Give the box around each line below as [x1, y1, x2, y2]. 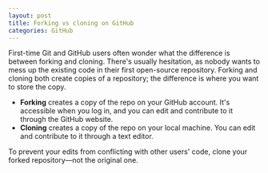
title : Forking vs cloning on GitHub [8, 19, 134, 27]
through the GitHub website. [19, 115, 114, 124]
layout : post [8, 11, 52, 20]
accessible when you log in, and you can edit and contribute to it [19, 106, 234, 116]
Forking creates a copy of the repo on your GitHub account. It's [19, 97, 230, 108]
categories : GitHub [8, 26, 74, 34]
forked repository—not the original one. [8, 155, 138, 165]
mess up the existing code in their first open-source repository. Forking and [8, 65, 258, 75]
